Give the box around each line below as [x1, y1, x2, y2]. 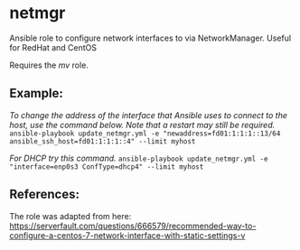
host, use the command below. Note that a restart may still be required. [9, 119, 276, 130]
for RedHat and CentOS [9, 42, 98, 52]
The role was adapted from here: [9, 210, 132, 221]
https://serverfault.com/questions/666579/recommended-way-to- [9, 220, 257, 231]
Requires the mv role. [9, 60, 89, 70]
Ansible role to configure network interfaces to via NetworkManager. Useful [9, 32, 292, 43]
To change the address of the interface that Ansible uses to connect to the [9, 109, 287, 120]
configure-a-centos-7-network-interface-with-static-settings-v [9, 229, 246, 241]
